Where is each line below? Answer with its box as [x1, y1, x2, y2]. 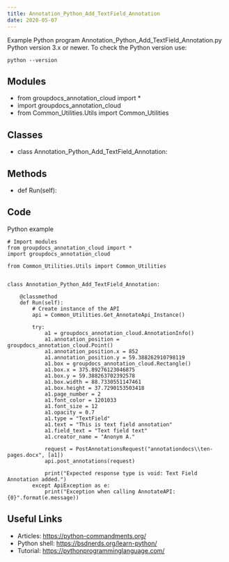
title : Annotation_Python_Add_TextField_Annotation [7, 10, 160, 17]
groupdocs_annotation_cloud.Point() [7, 342, 113, 349]
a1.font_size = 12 [44, 403, 98, 409]
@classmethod [19, 293, 58, 300]
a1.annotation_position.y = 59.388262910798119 [44, 354, 186, 361]
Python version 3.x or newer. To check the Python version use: [7, 43, 187, 52]
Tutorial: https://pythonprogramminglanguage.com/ [17, 546, 165, 554]
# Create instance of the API [32, 305, 120, 312]
